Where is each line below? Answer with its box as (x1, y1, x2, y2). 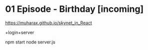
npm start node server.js (5, 39, 56, 45)
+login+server (5, 29, 34, 35)
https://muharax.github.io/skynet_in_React (5, 20, 92, 26)
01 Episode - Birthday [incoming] (5, 3, 144, 15)
